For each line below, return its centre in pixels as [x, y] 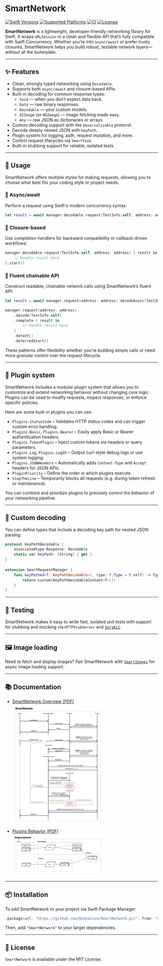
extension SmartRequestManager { [39, 570]
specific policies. [22, 402]
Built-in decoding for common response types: [59, 94]
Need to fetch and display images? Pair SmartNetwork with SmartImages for [80, 662]
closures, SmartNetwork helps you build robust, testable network [70, 47]
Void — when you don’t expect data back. [61, 99]
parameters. [24, 447]
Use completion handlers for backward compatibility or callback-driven [76, 238]
